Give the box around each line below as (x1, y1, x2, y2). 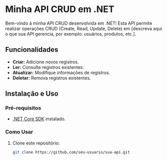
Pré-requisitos (5, 105, 41, 112)
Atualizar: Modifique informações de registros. (12, 69, 111, 75)
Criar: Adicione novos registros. (12, 59, 79, 65)
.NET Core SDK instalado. (12, 116, 66, 122)
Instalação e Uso (5, 90, 59, 98)
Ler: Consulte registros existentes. (12, 64, 85, 70)
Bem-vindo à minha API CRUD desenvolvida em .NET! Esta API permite (5, 20, 152, 26)
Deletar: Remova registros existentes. (12, 74, 92, 81)
